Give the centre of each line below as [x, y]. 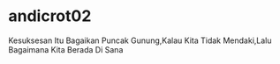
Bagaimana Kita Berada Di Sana [66, 49]
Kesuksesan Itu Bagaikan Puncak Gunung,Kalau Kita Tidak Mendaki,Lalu [140, 40]
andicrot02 [50, 16]
